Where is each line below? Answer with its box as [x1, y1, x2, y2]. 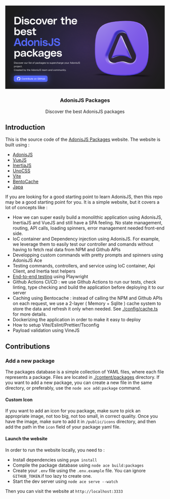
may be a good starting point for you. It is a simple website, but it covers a [5, 199, 160, 205]
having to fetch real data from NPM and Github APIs [12, 247, 121, 253]
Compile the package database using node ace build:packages [12, 462, 144, 468]
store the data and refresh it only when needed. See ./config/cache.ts [12, 306, 158, 312]
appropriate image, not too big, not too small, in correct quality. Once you [5, 413, 158, 419]
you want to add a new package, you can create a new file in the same [5, 379, 153, 386]
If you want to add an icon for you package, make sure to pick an [5, 408, 141, 414]
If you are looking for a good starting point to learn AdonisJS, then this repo [5, 194, 163, 200]
